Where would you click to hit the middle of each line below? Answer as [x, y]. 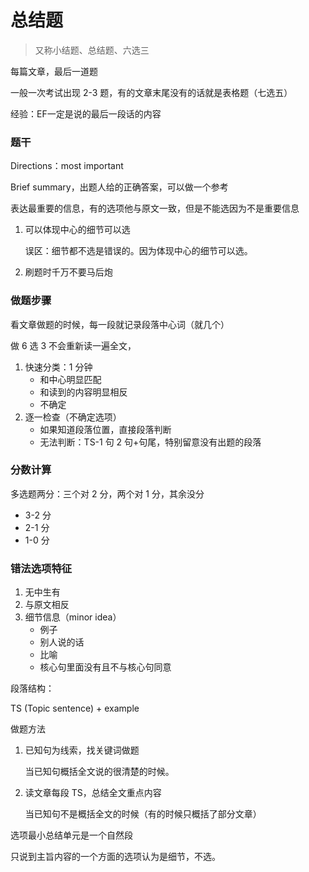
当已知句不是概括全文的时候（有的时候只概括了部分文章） [143, 814]
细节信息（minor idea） [73, 617]
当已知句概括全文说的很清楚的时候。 [99, 772]
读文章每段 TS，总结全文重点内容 [93, 793]
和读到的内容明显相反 [83, 392]
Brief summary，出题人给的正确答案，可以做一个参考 [119, 187]
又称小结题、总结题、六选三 [92, 50]
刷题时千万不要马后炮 [68, 272]
